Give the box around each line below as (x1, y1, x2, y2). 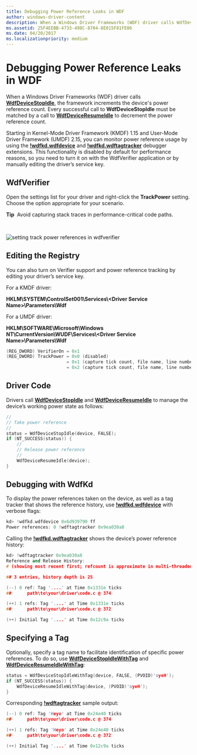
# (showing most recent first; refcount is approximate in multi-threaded (6, 563, 193, 569)
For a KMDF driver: (6, 284, 52, 291)
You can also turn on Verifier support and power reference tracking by (6, 266, 176, 273)
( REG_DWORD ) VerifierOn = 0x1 (6, 348, 80, 354)
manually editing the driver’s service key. (6, 160, 105, 167)
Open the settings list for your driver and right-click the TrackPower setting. (6, 193, 190, 200)
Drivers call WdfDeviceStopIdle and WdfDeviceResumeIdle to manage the (6, 396, 189, 403)
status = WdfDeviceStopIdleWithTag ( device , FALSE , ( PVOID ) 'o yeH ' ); (6, 672, 175, 679)
